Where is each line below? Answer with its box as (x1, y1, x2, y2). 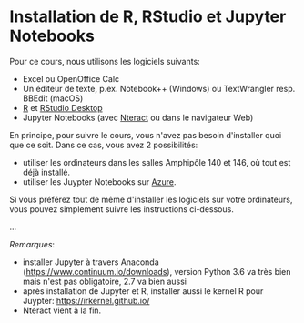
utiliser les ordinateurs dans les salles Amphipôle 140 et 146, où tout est (22, 156, 291, 167)
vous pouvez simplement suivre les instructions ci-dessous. (9, 203, 234, 215)
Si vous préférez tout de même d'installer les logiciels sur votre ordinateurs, (9, 194, 293, 205)
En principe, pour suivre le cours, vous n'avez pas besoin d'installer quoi (9, 129, 282, 140)
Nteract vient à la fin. (22, 305, 102, 316)
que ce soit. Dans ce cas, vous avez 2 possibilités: (9, 139, 198, 150)
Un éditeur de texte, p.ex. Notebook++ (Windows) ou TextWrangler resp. (22, 83, 296, 94)
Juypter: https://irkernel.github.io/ (22, 295, 150, 306)
